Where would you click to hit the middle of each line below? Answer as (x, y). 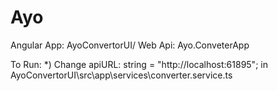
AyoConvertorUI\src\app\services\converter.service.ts (121, 75)
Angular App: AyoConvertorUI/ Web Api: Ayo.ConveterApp (130, 45)
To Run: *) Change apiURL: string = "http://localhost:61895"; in (139, 64)
